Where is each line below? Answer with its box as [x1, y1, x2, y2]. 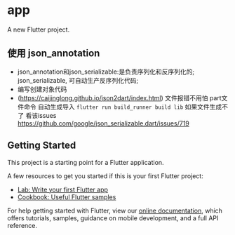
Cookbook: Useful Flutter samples [17, 192, 116, 201]
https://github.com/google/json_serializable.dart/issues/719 [17, 119, 189, 128]
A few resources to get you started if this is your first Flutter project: [7, 171, 203, 180]
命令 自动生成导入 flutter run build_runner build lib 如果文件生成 [23, 102, 222, 111]
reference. [7, 221, 37, 229]
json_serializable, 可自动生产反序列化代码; [17, 76, 139, 84]
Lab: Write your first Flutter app [17, 185, 109, 194]
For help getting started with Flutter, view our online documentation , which [7, 206, 223, 215]
